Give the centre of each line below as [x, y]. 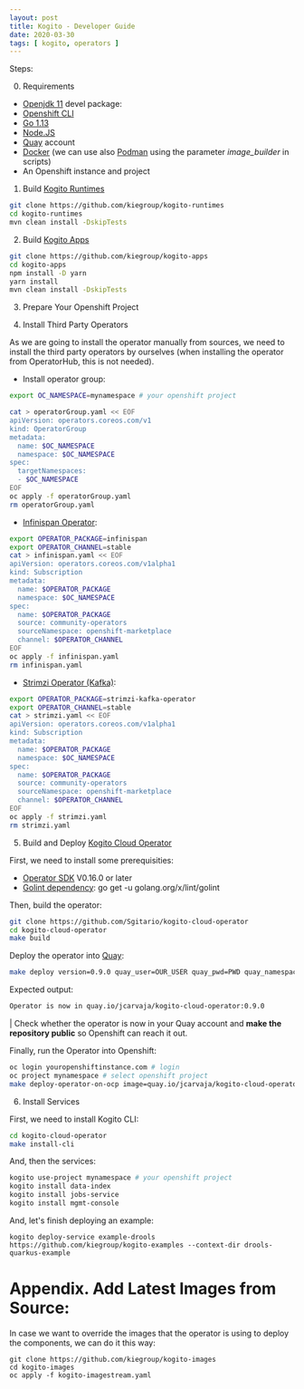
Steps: [21, 69]
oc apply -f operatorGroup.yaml [70, 496]
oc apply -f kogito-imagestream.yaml [81, 1375]
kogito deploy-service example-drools [82, 1237]
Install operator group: [64, 379]
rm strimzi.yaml [40, 825]
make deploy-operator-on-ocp [64, 1084]
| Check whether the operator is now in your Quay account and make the [146, 1023]
